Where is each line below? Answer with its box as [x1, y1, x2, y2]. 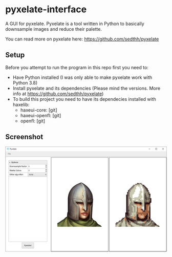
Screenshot [5, 133, 44, 141]
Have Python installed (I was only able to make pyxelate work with [12, 74, 153, 80]
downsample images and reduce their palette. [5, 26, 102, 32]
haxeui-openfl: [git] [20, 112, 61, 118]
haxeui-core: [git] [20, 106, 57, 113]
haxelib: [12, 101, 30, 108]
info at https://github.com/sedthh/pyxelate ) [12, 91, 104, 97]
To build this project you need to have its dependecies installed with [12, 96, 156, 102]
